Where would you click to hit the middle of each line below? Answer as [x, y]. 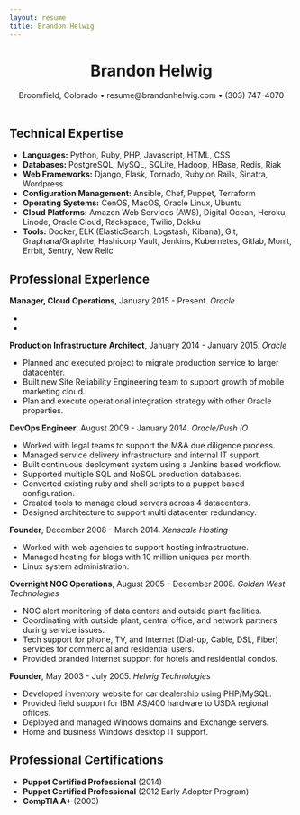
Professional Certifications [86, 761]
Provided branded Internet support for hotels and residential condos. [150, 659]
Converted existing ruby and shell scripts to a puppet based [133, 484]
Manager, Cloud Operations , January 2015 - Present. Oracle [123, 301]
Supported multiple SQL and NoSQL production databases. [132, 475]
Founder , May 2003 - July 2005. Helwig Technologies [110, 676]
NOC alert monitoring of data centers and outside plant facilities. [142, 611]
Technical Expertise [66, 133]
